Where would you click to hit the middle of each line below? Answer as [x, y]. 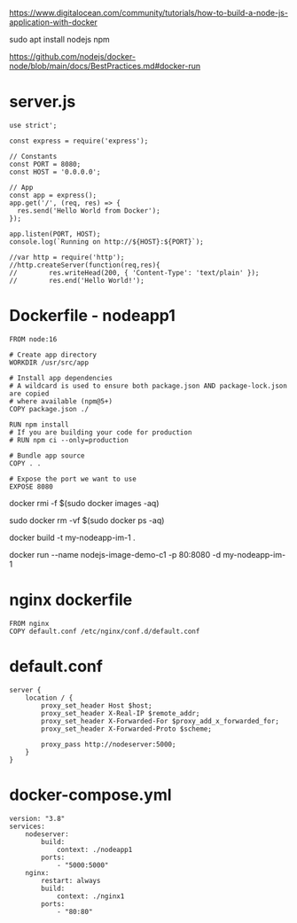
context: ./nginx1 [90, 896]
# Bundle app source [47, 456]
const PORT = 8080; [45, 164]
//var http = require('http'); [67, 257]
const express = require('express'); [79, 141]
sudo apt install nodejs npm [60, 39]
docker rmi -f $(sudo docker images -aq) [84, 503]
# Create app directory [53, 355]
